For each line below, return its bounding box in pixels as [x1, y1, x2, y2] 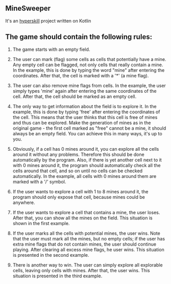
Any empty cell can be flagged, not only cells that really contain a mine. [12, 62, 163, 68]
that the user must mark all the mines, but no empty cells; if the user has [12, 235, 165, 241]
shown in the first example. [12, 220, 70, 226]
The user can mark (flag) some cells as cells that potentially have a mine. [12, 56, 166, 62]
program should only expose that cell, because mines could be [12, 194, 145, 200]
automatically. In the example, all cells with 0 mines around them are [12, 173, 157, 179]
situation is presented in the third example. [12, 273, 103, 279]
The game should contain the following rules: [5, 33, 152, 42]
